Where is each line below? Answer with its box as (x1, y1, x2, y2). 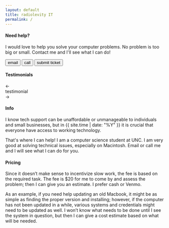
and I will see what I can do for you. (5, 148, 79, 154)
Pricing (5, 159, 21, 165)
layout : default (5, 7, 39, 13)
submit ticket (36, 60, 61, 65)
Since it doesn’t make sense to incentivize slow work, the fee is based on (5, 170, 158, 177)
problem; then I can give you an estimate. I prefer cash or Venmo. (5, 181, 142, 188)
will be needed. (5, 218, 37, 224)
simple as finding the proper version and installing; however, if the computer (5, 197, 164, 203)
